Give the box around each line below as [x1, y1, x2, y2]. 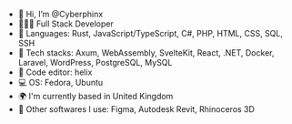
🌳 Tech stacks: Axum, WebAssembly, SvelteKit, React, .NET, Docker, [17, 47, 275, 58]
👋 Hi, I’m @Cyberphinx [17, 9, 104, 19]
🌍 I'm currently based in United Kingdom [17, 91, 174, 101]
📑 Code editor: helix [17, 67, 93, 77]
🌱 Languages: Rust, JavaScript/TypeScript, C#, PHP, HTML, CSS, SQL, [17, 28, 284, 38]
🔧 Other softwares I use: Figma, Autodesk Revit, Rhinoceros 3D [17, 104, 255, 114]
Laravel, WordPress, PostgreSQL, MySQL [17, 57, 173, 67]
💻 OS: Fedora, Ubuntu [17, 77, 104, 88]
